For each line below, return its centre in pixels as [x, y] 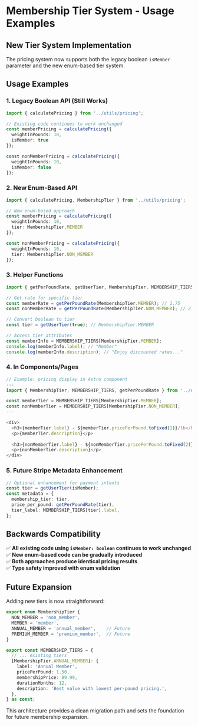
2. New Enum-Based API [42, 188]
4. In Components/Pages [42, 367]
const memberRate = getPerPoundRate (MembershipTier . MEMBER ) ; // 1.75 [93, 303]
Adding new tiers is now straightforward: [55, 601]
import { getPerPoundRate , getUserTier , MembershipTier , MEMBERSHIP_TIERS [100, 287]
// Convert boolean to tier [41, 320]
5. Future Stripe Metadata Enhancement [64, 471]
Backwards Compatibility [54, 534]
